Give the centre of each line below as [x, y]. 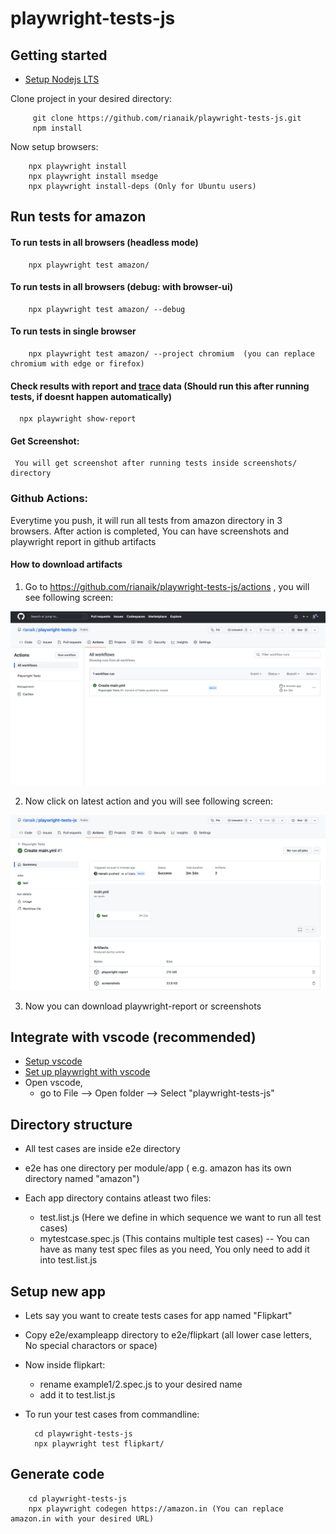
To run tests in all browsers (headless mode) [104, 242]
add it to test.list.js [77, 1394]
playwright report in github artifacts [83, 541]
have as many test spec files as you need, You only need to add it [174, 1249]
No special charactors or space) [91, 1345]
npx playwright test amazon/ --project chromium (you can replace [171, 354]
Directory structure [71, 1124]
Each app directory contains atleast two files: [118, 1198]
